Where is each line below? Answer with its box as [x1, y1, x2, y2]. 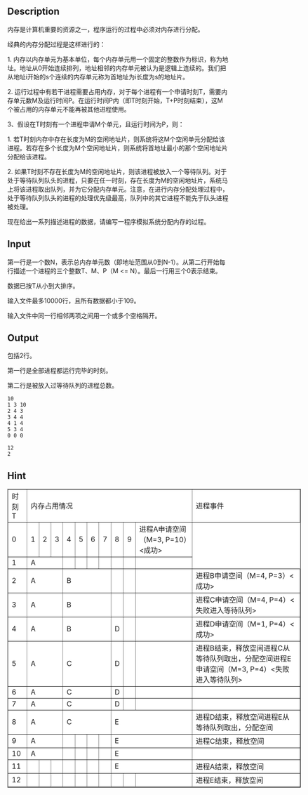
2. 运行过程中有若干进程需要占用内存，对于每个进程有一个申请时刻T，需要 [7, 87, 222, 96]
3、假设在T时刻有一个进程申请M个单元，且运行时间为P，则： [7, 119, 185, 129]
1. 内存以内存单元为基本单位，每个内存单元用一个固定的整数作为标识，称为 [7, 55, 222, 63]
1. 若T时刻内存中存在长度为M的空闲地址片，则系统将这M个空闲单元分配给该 [7, 135, 225, 143]
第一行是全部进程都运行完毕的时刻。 [7, 367, 112, 375]
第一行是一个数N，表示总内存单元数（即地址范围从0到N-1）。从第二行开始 [7, 258, 220, 266]
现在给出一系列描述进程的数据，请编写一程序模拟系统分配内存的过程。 [7, 217, 210, 225]
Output [7, 332, 39, 344]
